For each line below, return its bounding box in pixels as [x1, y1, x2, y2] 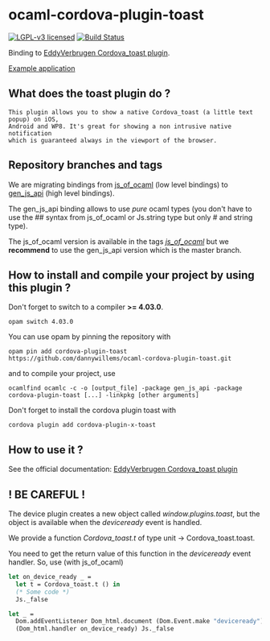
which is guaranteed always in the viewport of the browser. [8, 136, 218, 144]
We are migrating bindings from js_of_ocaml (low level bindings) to [8, 180, 229, 189]
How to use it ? [8, 443, 84, 457]
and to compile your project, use [8, 369, 116, 378]
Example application [8, 63, 76, 73]
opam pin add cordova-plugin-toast [8, 348, 128, 356]
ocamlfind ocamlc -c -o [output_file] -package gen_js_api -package [8, 384, 243, 392]
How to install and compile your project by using [8, 268, 255, 282]
